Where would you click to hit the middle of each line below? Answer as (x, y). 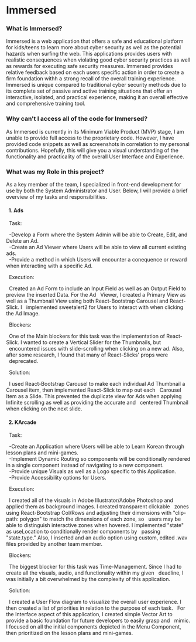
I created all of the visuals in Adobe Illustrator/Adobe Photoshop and (91, 500)
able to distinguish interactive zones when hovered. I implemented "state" (95, 525)
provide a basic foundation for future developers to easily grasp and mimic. (98, 621)
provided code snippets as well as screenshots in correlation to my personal (98, 144)
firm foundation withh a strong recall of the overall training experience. (91, 79)
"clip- (179, 513)
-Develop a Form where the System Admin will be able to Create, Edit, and (98, 235)
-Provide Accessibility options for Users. (57, 478)
